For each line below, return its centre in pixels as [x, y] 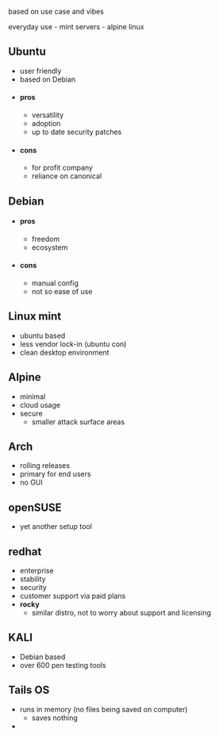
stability [33, 579]
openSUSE [35, 507]
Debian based [42, 657]
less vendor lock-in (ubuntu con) [73, 343]
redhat [25, 552]
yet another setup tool [56, 527]
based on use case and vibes [56, 11]
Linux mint [35, 316]
